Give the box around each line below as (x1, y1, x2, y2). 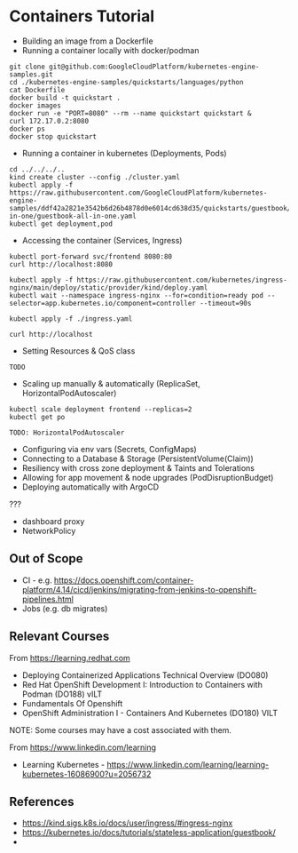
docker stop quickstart (9, 132, 98, 141)
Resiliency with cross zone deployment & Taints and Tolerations (21, 462, 255, 473)
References (9, 793, 74, 809)
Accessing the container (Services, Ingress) (21, 235, 183, 245)
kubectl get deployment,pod (9, 219, 114, 228)
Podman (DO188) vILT (21, 689, 103, 699)
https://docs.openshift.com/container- (53, 575, 194, 586)
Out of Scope (9, 551, 83, 566)
